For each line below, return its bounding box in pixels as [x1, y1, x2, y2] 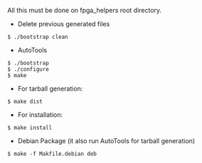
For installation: [17, 111, 63, 119]
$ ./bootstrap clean [7, 33, 69, 40]
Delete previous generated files [17, 20, 110, 28]
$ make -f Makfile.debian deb [7, 150, 97, 157]
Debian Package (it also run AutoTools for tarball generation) [17, 137, 196, 145]
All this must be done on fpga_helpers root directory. [7, 6, 162, 14]
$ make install [7, 124, 53, 131]
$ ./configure [7, 66, 50, 73]
